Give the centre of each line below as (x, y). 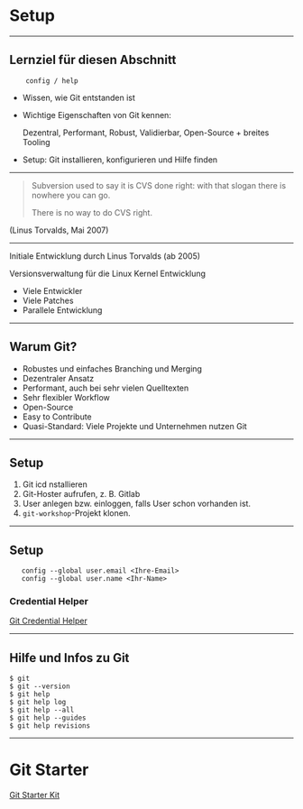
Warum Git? (43, 347)
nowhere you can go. (71, 195)
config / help (52, 81)
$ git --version (40, 686)
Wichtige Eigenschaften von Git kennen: (96, 115)
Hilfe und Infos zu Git (69, 658)
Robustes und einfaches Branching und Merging (112, 368)
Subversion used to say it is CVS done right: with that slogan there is (159, 185)
